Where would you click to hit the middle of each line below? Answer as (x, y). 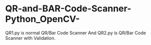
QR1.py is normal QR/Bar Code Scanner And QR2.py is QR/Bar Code (75, 33)
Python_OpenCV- (43, 19)
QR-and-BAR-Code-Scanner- (68, 9)
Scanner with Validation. (30, 38)
